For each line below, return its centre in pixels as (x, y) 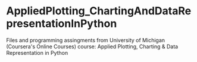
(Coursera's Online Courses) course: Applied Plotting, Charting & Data (92, 46)
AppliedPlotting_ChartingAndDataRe (99, 11)
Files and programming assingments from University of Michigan (86, 40)
